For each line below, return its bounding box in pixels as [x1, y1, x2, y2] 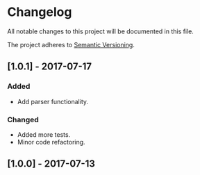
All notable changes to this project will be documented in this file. [7, 27, 194, 35]
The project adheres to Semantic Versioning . [7, 40, 135, 49]
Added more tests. [17, 130, 71, 139]
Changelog [7, 4, 72, 20]
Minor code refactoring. [17, 137, 85, 146]
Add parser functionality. [17, 97, 89, 106]
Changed [7, 115, 40, 124]
